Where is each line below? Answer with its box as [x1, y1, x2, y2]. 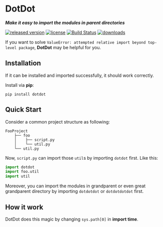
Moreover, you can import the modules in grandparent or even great [5, 183, 146, 189]
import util [5, 174, 30, 179]
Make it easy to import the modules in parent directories [5, 20, 125, 26]
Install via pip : [5, 82, 34, 88]
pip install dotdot [5, 91, 46, 97]
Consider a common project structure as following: [5, 119, 110, 125]
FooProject [5, 129, 28, 134]
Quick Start [5, 105, 42, 114]
